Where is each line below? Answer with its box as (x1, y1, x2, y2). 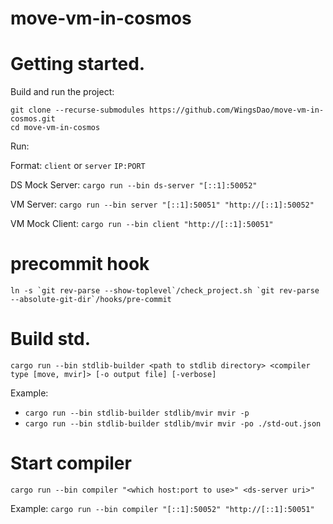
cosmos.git (10, 114, 56, 124)
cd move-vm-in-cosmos (10, 123, 101, 133)
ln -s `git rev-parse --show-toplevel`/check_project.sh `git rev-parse (10, 286, 320, 296)
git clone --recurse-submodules (10, 105, 145, 116)
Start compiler (10, 452, 132, 475)
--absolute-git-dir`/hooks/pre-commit (10, 295, 172, 305)
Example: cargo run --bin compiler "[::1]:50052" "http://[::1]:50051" (10, 502, 315, 514)
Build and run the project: (10, 86, 115, 98)
